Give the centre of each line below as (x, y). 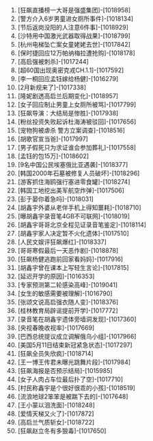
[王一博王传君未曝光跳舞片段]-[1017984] (74, 362)
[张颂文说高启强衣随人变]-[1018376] (68, 302)
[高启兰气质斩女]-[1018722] (56, 422)
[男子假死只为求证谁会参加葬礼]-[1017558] (76, 147)
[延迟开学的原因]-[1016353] (56, 276)
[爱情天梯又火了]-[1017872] (56, 414)
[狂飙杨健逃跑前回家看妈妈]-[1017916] (70, 259)
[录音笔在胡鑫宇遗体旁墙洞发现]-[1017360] (77, 319)
